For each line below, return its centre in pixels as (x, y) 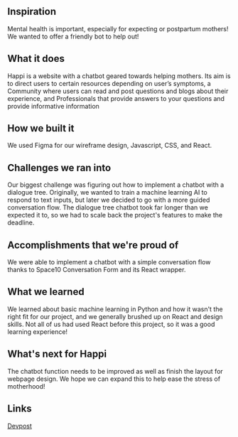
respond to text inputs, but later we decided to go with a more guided (109, 200)
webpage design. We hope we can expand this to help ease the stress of (114, 379)
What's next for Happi (57, 354)
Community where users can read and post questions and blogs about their (118, 91)
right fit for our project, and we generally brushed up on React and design (115, 316)
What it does (36, 59)
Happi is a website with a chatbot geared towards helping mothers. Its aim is (119, 76)
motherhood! (26, 386)
